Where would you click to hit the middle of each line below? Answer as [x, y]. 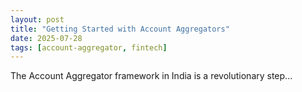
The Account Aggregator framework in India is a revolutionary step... [151, 76]
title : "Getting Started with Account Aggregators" [120, 29]
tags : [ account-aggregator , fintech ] [89, 47]
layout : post [37, 19]
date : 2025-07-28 [46, 38]
